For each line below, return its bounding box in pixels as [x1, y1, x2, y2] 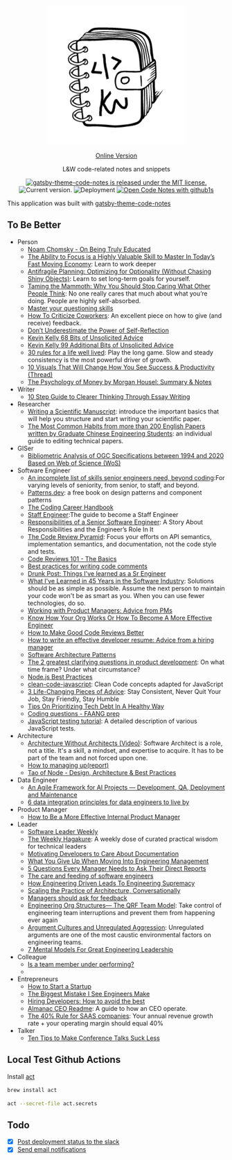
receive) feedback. [27, 318, 82, 327]
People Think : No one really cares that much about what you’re [27, 289, 208, 298]
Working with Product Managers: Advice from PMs [27, 606, 173, 615]
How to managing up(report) [27, 761, 109, 769]
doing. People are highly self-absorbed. [27, 296, 141, 305]
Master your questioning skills [27, 304, 114, 312]
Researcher [17, 400, 51, 408]
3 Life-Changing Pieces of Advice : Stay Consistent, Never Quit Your [27, 687, 222, 695]
